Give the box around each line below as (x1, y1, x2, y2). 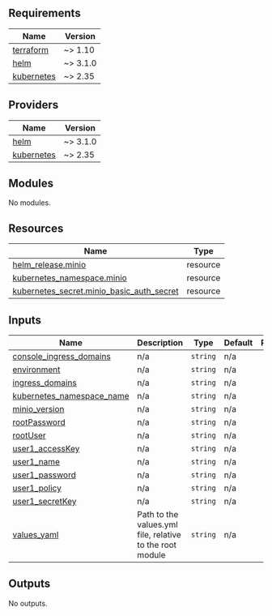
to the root (137, 539, 176, 550)
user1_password (12, 469, 77, 481)
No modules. (8, 198, 51, 207)
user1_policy (12, 482, 62, 494)
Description (137, 337, 184, 349)
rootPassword (12, 417, 66, 428)
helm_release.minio (12, 259, 87, 271)
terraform (12, 44, 49, 55)
